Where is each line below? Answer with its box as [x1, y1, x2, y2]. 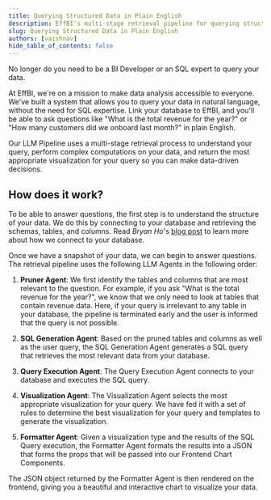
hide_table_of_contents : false [8, 42, 114, 50]
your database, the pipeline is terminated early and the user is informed [19, 309, 258, 319]
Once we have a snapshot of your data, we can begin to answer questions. [8, 250, 257, 260]
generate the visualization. [19, 416, 109, 426]
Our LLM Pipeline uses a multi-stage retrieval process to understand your [8, 138, 252, 148]
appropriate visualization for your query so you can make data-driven [8, 155, 240, 166]
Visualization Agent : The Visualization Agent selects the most [19, 390, 227, 400]
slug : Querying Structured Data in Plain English [8, 27, 179, 35]
